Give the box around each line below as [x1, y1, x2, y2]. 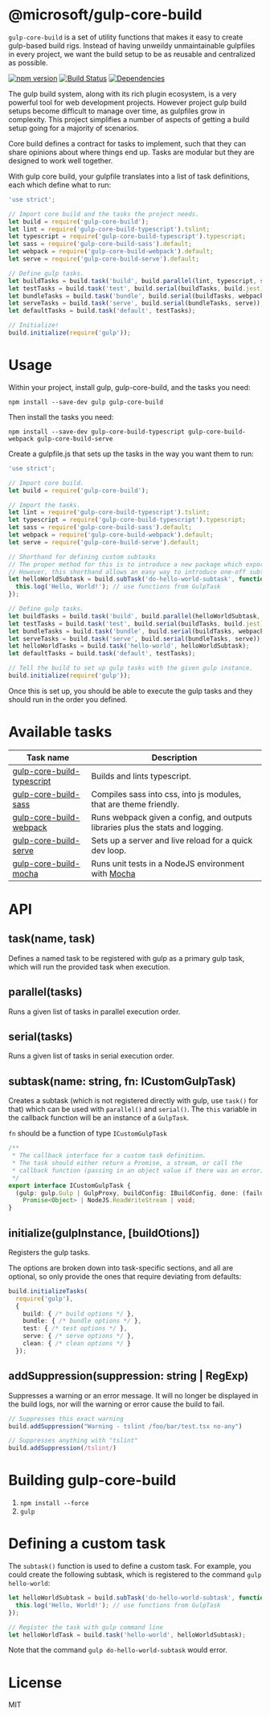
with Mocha [91, 868, 136, 879]
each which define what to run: [8, 179, 112, 190]
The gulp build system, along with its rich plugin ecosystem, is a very [8, 88, 237, 98]
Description [151, 752, 198, 763]
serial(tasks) [8, 1030, 74, 1044]
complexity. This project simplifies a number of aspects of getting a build [8, 114, 250, 124]
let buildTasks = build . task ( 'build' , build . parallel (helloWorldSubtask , [8, 612, 261, 620]
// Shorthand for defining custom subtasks [8, 552, 157, 560]
